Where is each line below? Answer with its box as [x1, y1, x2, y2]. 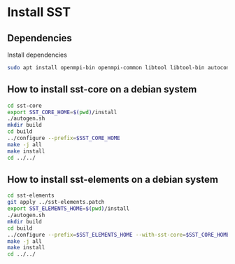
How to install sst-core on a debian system [7, 83, 197, 95]
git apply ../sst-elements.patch [7, 199, 105, 206]
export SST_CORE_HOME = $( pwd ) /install [7, 109, 117, 116]
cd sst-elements [7, 192, 55, 200]
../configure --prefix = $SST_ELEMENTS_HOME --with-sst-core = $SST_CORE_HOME [7, 231, 230, 238]
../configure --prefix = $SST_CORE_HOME [7, 134, 120, 142]
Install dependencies [7, 50, 68, 59]
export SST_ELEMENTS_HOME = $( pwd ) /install [7, 205, 130, 212]
